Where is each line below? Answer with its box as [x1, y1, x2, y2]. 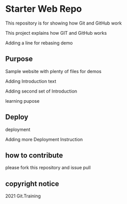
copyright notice [5, 179, 60, 188]
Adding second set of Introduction [5, 88, 78, 94]
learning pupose [5, 98, 40, 104]
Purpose [5, 55, 33, 63]
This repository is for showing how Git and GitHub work [5, 20, 122, 26]
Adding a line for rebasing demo [5, 39, 73, 46]
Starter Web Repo [5, 3, 82, 15]
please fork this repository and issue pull [5, 165, 91, 171]
